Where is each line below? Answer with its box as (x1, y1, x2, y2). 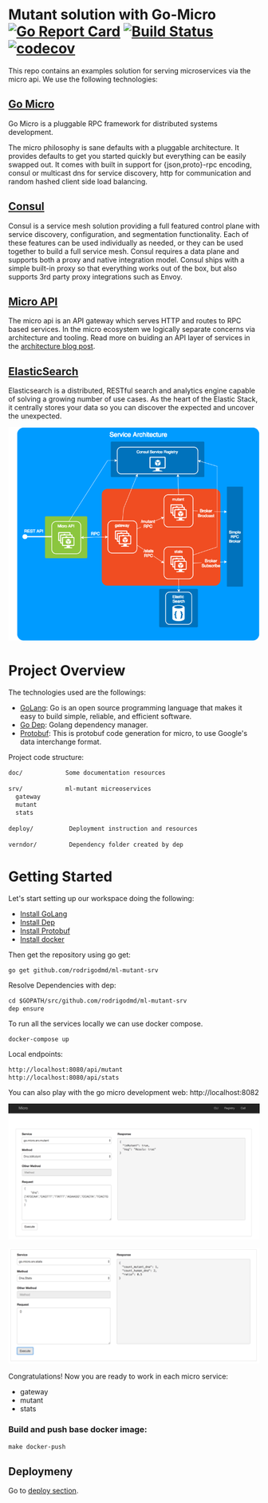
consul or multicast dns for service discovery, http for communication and (8, 168, 251, 177)
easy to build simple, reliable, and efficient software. (19, 712, 192, 722)
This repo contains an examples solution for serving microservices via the (8, 65, 251, 75)
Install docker (19, 935, 65, 944)
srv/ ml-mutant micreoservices (8, 785, 152, 793)
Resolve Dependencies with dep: (8, 980, 117, 991)
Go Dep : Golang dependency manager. (19, 720, 148, 730)
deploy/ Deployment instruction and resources (8, 825, 198, 833)
